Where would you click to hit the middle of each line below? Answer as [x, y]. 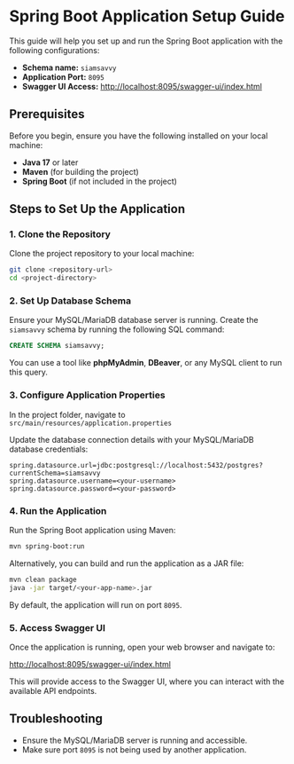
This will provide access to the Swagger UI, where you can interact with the [147, 681]
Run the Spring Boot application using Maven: [93, 530]
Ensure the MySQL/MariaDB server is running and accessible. [135, 740]
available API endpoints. [53, 690]
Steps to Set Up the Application [97, 209]
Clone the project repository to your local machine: [102, 254]
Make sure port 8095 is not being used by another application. [134, 749]
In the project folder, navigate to [67, 414]
